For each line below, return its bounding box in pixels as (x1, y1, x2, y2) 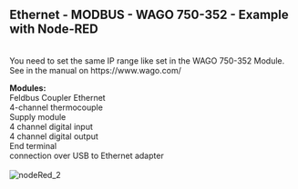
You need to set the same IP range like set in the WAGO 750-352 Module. (9, 55, 285, 66)
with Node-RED (9, 22, 98, 37)
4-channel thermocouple (9, 102, 103, 113)
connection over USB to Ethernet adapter (9, 150, 164, 161)
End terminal (9, 140, 57, 151)
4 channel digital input (9, 121, 94, 132)
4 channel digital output (9, 131, 98, 142)
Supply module (9, 111, 67, 122)
